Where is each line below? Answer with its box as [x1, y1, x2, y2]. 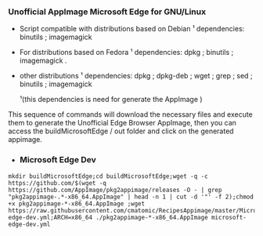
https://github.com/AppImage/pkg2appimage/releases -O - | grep [8, 186, 222, 194]
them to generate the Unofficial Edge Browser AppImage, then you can [8, 118, 237, 128]
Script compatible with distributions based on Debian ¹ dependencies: [19, 24, 245, 34]
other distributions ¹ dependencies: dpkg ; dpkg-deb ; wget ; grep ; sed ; [19, 71, 253, 81]
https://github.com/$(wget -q [8, 179, 107, 187]
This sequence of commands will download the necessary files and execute [8, 110, 253, 119]
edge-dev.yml [8, 220, 51, 228]
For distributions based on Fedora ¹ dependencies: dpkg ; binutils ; [19, 48, 234, 57]
